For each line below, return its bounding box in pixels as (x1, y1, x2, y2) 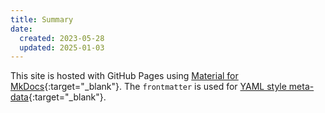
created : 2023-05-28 (19, 33, 105, 43)
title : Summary (10, 14, 74, 25)
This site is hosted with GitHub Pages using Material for (10, 70, 239, 82)
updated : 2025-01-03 (19, 42, 105, 53)
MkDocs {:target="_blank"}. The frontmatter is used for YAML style (10, 81, 287, 93)
